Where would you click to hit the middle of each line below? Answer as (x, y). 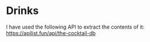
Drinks (23, 11)
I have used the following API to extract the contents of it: (75, 27)
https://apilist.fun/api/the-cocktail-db (51, 33)
